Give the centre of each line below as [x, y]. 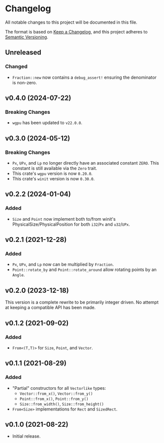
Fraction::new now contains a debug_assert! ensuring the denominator [84, 77]
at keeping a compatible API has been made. [50, 307]
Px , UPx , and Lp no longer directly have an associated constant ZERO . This [85, 163]
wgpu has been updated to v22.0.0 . [47, 123]
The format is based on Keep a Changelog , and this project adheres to [76, 32]
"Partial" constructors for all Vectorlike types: [59, 388]
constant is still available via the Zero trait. [55, 168]
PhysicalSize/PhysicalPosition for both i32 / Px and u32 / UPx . [71, 224]
